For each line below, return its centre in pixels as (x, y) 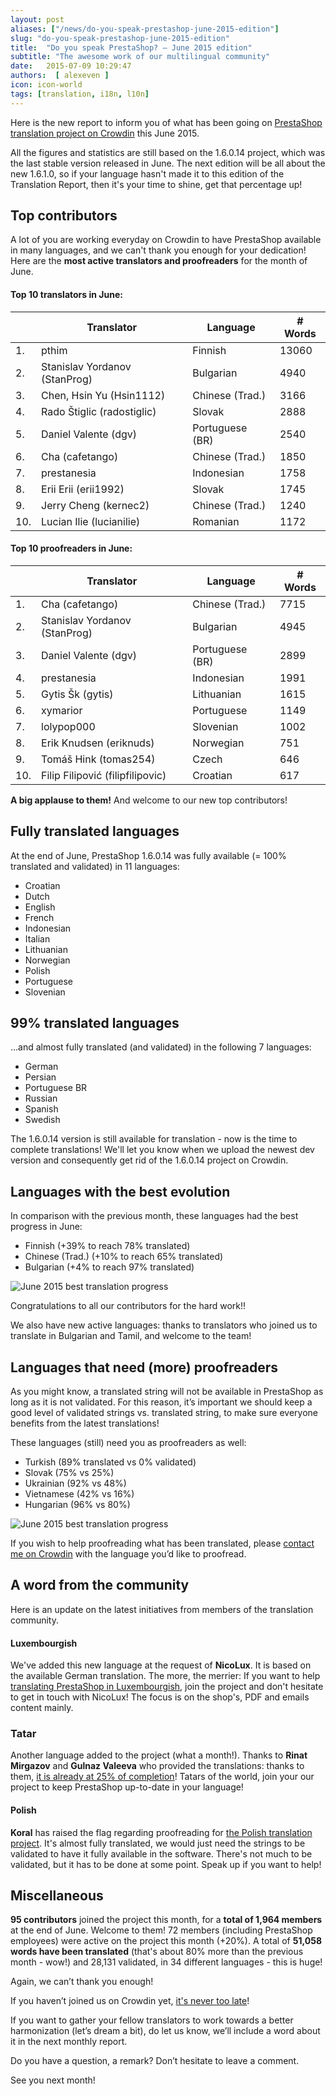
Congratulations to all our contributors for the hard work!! (128, 1306)
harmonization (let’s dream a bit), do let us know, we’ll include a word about (165, 2031)
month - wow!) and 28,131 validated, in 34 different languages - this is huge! (166, 1962)
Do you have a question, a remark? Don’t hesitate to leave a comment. (155, 2061)
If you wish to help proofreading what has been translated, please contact (162, 1543)
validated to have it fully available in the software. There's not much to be (161, 1853)
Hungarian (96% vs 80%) (77, 1505)
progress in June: (46, 1227)
